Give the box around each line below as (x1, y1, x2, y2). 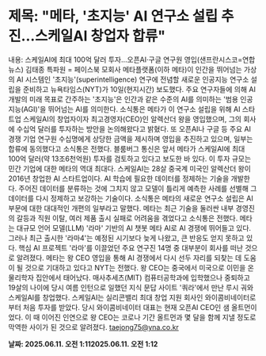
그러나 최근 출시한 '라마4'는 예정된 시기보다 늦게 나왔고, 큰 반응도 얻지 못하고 (8, 233, 245, 243)
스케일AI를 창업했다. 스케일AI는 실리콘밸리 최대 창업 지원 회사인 (8, 293, 203, 302)
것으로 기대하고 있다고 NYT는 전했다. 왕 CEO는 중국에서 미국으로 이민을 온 (25, 262, 255, 272)
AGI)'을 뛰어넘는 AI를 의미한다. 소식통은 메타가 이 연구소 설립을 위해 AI (23, 104, 241, 113)
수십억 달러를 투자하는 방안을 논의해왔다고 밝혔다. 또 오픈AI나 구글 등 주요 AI (16, 124, 252, 133)
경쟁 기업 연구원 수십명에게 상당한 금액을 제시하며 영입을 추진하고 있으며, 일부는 (8, 134, 253, 144)
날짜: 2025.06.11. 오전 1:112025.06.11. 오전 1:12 (8, 339, 158, 349)
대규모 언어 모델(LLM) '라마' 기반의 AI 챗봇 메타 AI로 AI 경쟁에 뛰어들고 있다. (16, 223, 252, 232)
